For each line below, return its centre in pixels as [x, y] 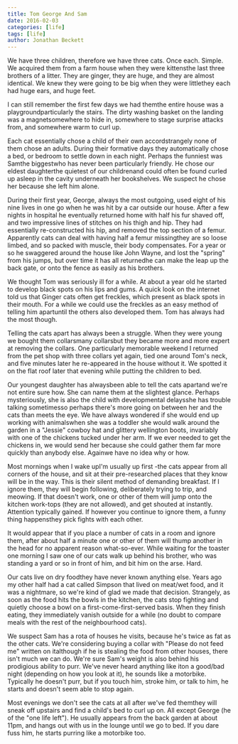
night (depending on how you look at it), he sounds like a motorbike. [107, 674]
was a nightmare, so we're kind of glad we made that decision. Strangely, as [119, 592]
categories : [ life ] [36, 27]
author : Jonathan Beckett [45, 41]
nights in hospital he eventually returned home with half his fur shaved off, [116, 215]
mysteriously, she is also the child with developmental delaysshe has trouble [119, 400]
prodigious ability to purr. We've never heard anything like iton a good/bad [116, 667]
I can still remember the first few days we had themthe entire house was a [115, 104]
